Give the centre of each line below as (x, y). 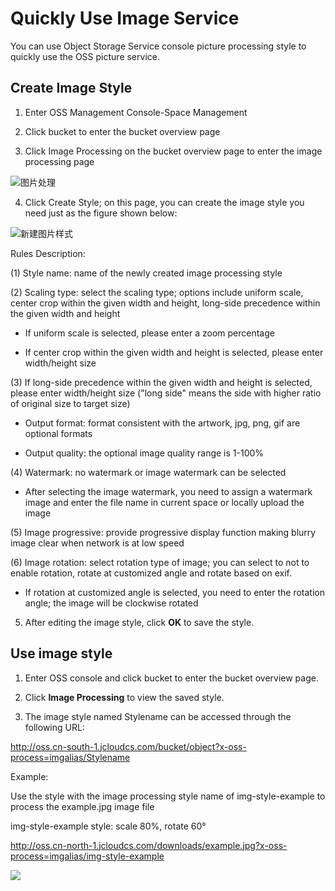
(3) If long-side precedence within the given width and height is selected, (161, 382)
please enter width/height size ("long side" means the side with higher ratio (166, 393)
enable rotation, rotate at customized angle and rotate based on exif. (151, 573)
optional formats (58, 433)
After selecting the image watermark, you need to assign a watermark (168, 491)
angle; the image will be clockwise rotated (111, 603)
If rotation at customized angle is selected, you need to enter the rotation (174, 592)
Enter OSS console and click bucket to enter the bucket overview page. (171, 678)
